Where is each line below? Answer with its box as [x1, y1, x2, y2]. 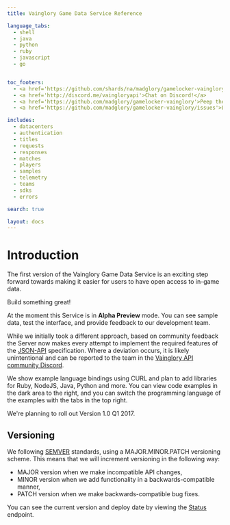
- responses [13, 149, 48, 156]
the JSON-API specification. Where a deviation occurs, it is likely [7, 347, 190, 355]
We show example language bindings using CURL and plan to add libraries [7, 374, 217, 382]
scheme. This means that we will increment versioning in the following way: [7, 455, 220, 463]
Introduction [7, 247, 79, 263]
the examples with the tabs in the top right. [7, 396, 128, 404]
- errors [13, 193, 38, 200]
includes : [7, 117, 36, 124]
